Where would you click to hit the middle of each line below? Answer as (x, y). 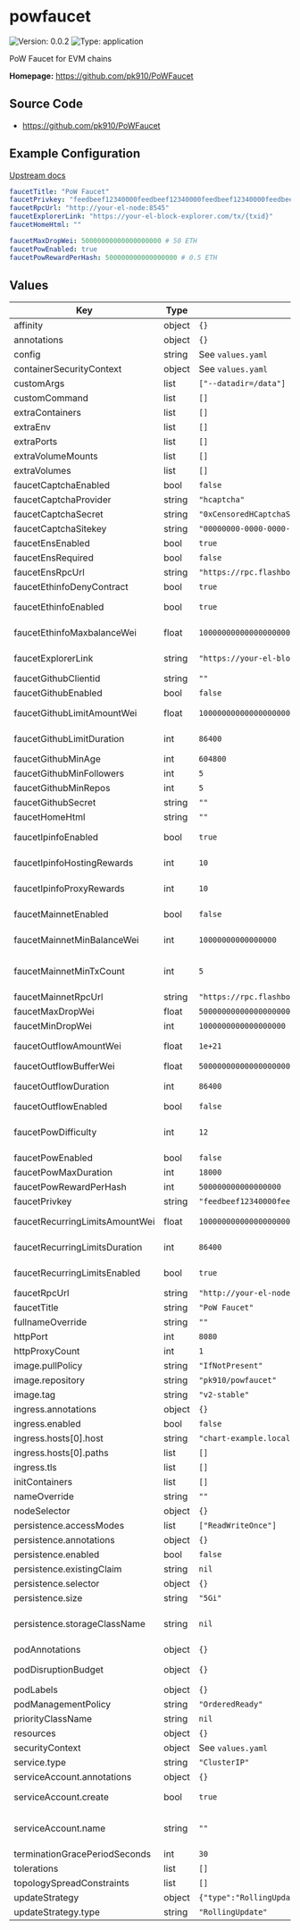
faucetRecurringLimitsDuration (78, 1247)
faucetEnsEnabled (52, 544)
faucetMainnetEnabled (61, 914)
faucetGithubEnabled (58, 693)
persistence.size (48, 1598)
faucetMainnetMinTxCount (69, 972)
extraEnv (33, 427)
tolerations (36, 1868)
